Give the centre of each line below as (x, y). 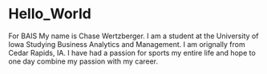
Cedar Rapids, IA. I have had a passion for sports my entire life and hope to (132, 53)
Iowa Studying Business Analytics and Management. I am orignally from (127, 44)
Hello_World (50, 14)
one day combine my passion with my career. (83, 61)
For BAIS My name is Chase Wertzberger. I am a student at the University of (133, 36)
